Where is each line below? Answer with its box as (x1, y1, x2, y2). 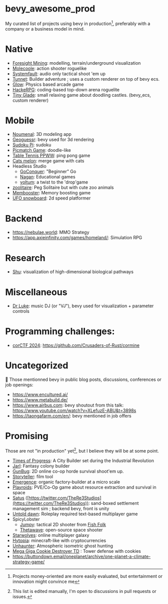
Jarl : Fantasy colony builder (12, 463, 70, 469)
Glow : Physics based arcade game (12, 81, 84, 87)
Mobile (5, 115, 34, 126)
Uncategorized (5, 360, 68, 371)
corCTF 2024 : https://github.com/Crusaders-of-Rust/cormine (12, 342, 140, 348)
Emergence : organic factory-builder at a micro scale (12, 479, 120, 485)
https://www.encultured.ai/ (12, 391, 68, 397)
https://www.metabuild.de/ (12, 397, 68, 403)
